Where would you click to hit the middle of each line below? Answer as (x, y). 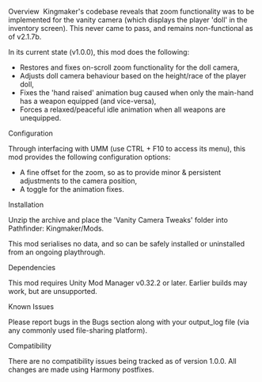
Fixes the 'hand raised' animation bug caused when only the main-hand (137, 93)
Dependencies (32, 267)
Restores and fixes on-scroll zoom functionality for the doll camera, (129, 67)
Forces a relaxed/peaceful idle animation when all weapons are (122, 109)
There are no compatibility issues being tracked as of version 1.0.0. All (122, 361)
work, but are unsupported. (53, 291)
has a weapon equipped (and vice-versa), (88, 101)
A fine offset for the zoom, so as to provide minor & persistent (120, 172)
